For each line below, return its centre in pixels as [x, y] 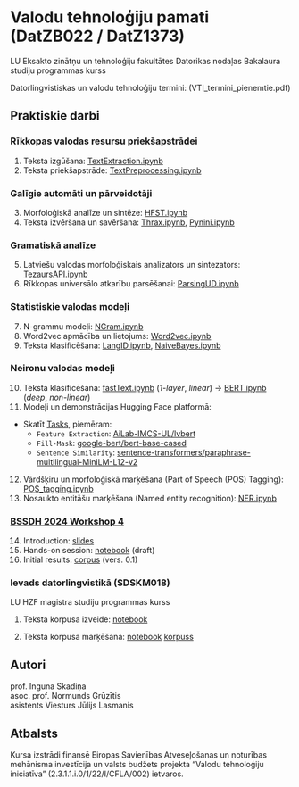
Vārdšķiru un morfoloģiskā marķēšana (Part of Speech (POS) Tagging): [153, 479]
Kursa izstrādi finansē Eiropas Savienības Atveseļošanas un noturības [138, 755]
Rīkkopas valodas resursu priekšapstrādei [104, 141]
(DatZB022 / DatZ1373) [98, 36]
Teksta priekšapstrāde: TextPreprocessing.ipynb [112, 170]
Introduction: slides [58, 541]
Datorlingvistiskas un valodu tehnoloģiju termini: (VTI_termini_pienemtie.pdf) [150, 87]
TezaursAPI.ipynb [55, 274]
